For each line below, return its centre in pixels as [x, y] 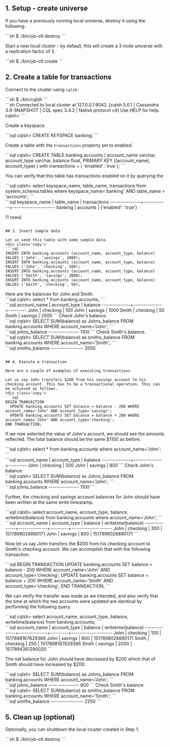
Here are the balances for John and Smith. [49, 294]
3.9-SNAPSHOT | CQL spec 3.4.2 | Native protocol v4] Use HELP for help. [82, 110]
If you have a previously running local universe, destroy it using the [75, 20]
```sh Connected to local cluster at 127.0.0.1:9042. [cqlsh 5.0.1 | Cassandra [82, 104]
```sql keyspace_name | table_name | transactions [57, 202]
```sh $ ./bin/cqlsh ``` [27, 99]
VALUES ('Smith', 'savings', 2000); [44, 275]
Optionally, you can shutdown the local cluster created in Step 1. [72, 729]
